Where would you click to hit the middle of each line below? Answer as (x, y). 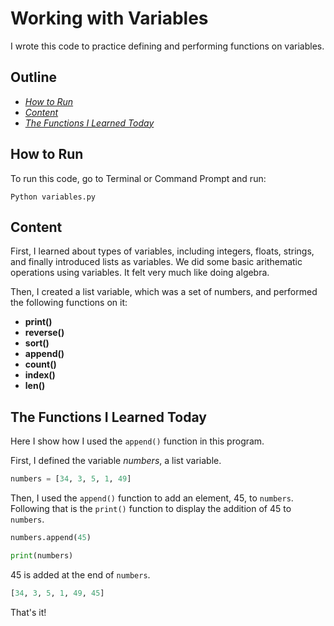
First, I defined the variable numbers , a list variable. (116, 461)
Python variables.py (53, 197)
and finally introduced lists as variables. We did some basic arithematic (156, 262)
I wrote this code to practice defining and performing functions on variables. (167, 46)
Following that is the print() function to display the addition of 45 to (151, 509)
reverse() (44, 333)
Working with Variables (109, 18)
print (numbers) (42, 555)
